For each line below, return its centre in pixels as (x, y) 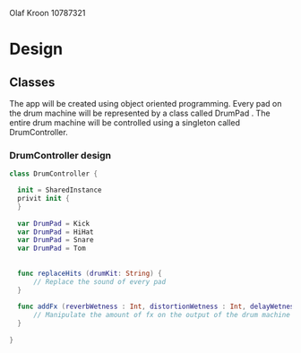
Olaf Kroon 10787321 (47, 13)
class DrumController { (54, 174)
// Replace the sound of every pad (99, 281)
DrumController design (60, 155)
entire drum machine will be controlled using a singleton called (125, 123)
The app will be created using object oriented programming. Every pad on (146, 103)
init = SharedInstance (60, 190)
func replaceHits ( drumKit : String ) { (90, 273)
